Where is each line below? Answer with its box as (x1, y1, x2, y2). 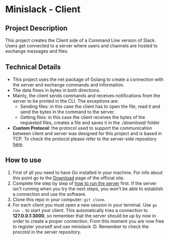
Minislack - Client (5, 4, 81, 15)
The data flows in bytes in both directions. (12, 87, 101, 93)
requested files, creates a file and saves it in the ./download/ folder (20, 119, 160, 126)
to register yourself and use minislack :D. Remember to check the (12, 223, 149, 229)
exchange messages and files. (5, 48, 69, 54)
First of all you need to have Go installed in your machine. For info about (12, 169, 163, 175)
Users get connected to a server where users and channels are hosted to (5, 43, 158, 49)
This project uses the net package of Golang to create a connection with (12, 76, 163, 82)
